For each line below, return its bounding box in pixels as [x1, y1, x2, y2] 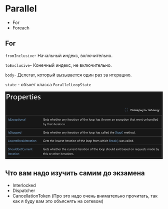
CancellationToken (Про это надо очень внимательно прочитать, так [12, 193, 158, 199]
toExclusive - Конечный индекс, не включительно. [5, 62, 112, 68]
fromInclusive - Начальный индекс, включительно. [5, 52, 113, 58]
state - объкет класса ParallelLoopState [5, 81, 91, 87]
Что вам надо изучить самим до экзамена [5, 169, 145, 178]
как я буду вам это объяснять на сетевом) [12, 198, 104, 204]
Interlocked [12, 182, 36, 188]
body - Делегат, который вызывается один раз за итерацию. [5, 72, 132, 78]
